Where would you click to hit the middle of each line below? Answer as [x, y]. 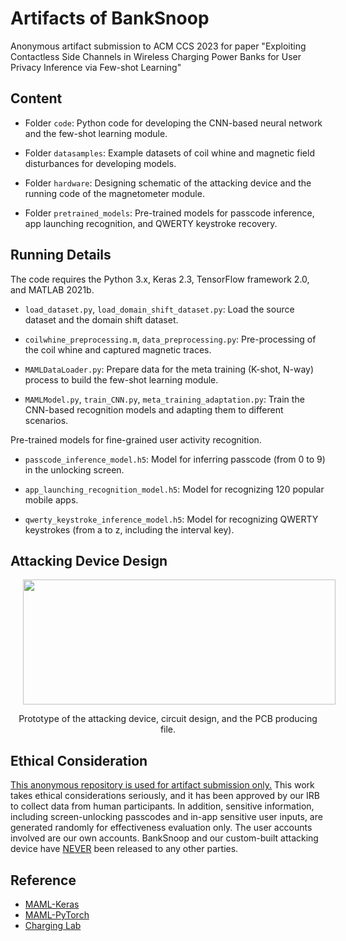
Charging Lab [53, 925]
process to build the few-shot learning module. [121, 379]
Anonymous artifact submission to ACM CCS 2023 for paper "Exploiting [158, 46]
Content [36, 98]
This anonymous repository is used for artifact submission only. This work [162, 785]
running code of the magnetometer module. [114, 193]
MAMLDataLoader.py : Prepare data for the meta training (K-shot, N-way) [169, 369]
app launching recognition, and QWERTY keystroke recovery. [151, 223]
